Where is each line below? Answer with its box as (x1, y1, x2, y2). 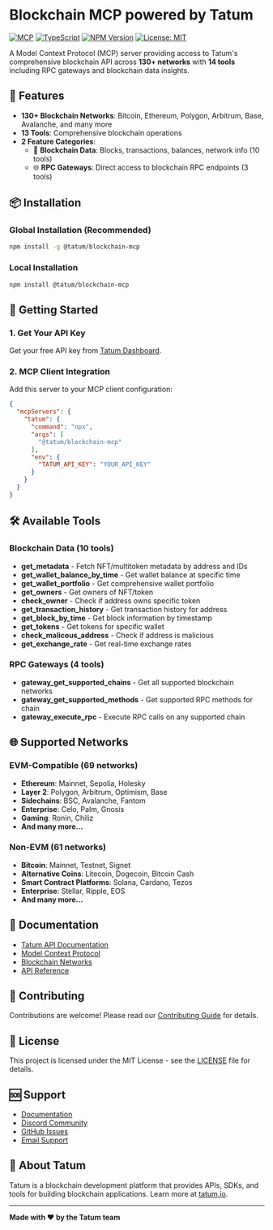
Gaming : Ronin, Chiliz (20, 813, 94, 822)
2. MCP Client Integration (9, 366, 110, 378)
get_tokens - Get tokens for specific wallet (20, 621, 164, 631)
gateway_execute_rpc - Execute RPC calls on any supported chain (20, 712, 245, 722)
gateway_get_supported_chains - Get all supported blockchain (20, 677, 234, 687)
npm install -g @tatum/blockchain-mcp (9, 243, 140, 251)
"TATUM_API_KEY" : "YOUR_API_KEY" (38, 460, 151, 468)
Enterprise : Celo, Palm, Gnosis (20, 804, 125, 814)
